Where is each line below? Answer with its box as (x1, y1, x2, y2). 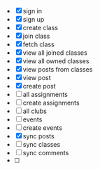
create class (22, 24, 58, 32)
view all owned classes (22, 57, 90, 65)
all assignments (22, 91, 68, 98)
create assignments (22, 98, 80, 107)
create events (22, 124, 63, 132)
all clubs (22, 107, 48, 115)
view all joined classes (22, 48, 87, 57)
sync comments (22, 149, 69, 157)
